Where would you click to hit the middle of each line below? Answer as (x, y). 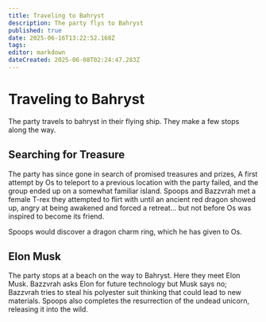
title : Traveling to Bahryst (56, 16)
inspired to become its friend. (56, 216)
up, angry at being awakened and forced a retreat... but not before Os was (130, 208)
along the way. (32, 130)
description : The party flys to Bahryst (76, 23)
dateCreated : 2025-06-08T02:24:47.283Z (74, 60)
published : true (35, 30)
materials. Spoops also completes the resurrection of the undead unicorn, (129, 301)
